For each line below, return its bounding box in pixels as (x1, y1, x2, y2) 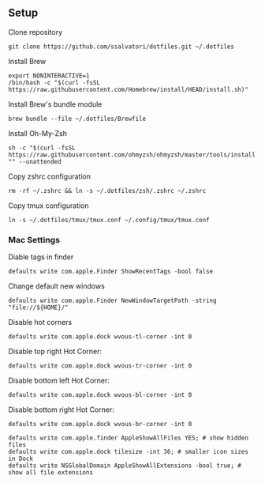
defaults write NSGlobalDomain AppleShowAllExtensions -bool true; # (8, 462, 242, 470)
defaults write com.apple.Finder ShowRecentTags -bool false (8, 268, 214, 276)
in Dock (8, 455, 34, 463)
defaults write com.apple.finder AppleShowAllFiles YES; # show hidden (8, 434, 248, 442)
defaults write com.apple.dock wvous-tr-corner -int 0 (8, 362, 192, 370)
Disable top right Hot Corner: (8, 347, 103, 357)
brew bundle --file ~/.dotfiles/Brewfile (8, 115, 147, 123)
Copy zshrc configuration (8, 172, 91, 181)
